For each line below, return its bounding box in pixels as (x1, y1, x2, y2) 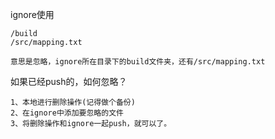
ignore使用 (10, 9, 55, 20)
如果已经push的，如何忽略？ (10, 76, 128, 87)
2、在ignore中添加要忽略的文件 (10, 108, 124, 118)
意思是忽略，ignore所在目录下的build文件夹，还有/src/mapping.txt (10, 57, 266, 67)
